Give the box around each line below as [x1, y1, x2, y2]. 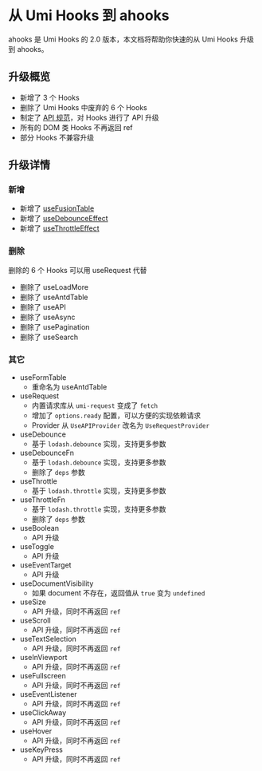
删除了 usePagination [19, 322, 90, 331]
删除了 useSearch [19, 332, 79, 342]
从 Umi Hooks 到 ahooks [8, 6, 170, 25]
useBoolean [19, 524, 60, 533]
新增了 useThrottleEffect [19, 223, 100, 233]
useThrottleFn [19, 495, 66, 504]
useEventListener [19, 690, 77, 699]
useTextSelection [19, 635, 77, 644]
